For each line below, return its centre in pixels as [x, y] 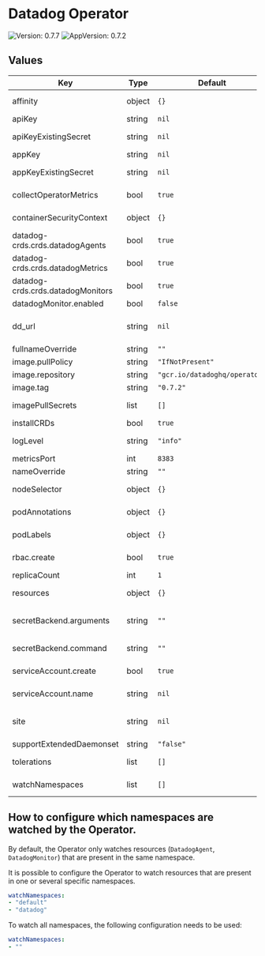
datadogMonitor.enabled [58, 303]
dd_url [24, 326]
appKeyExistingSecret [53, 172]
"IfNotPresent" [186, 361]
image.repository [44, 374]
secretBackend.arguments [61, 620]
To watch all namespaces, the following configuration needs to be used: [125, 925]
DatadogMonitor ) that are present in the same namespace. [102, 857]
